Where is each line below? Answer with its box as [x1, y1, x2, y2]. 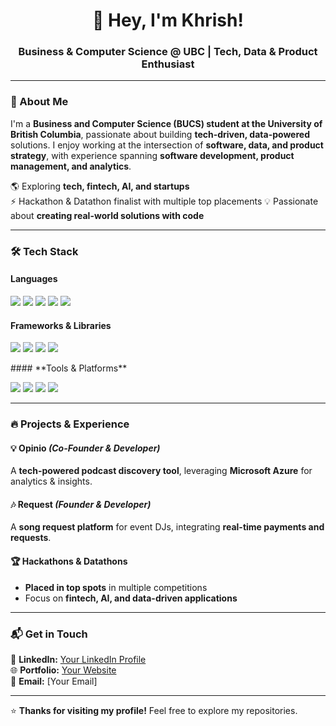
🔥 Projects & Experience [10, 417, 130, 431]
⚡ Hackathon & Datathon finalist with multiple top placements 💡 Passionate [10, 195, 319, 207]
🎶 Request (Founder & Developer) [10, 498, 152, 510]
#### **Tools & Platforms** [10, 362, 128, 374]
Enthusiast [141, 57, 195, 71]
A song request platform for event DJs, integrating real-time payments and [10, 521, 325, 533]
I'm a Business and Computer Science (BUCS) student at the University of [10, 117, 323, 129]
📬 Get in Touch [10, 627, 88, 641]
